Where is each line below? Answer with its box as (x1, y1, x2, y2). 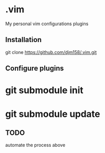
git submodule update (5, 108, 100, 120)
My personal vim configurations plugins (5, 21, 89, 27)
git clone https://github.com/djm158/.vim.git (5, 49, 97, 55)
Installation (5, 35, 42, 44)
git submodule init (5, 85, 84, 96)
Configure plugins (5, 64, 64, 73)
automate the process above (5, 142, 65, 148)
